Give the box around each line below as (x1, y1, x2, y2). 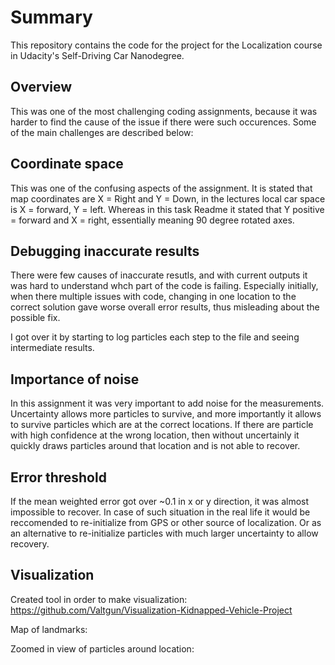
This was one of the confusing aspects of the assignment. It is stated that (10, 182, 313, 194)
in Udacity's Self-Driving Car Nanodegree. (10, 49, 185, 61)
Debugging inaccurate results (10, 242, 200, 260)
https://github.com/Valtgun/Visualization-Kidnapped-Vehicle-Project (10, 604, 293, 616)
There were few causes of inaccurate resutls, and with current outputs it (10, 269, 308, 281)
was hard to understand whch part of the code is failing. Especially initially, (10, 280, 319, 292)
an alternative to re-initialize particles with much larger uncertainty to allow (10, 527, 319, 539)
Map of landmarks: (10, 623, 88, 635)
